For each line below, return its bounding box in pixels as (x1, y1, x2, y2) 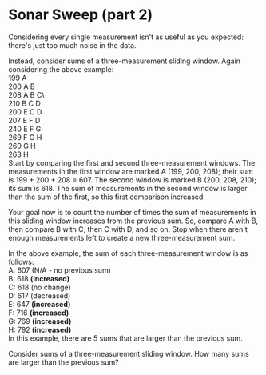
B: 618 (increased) (8, 273, 70, 283)
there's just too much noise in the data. (8, 40, 137, 50)
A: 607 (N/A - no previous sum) (8, 265, 112, 275)
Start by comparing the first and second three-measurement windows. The (8, 158, 256, 167)
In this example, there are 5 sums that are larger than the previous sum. (8, 333, 244, 343)
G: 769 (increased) (8, 316, 72, 325)
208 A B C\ (8, 90, 45, 99)
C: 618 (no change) (8, 282, 71, 292)
